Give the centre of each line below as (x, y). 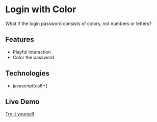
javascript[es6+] (30, 86)
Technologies (28, 73)
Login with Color (41, 9)
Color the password (33, 57)
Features (20, 40)
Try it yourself (20, 114)
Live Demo (22, 101)
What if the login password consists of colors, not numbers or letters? (78, 23)
